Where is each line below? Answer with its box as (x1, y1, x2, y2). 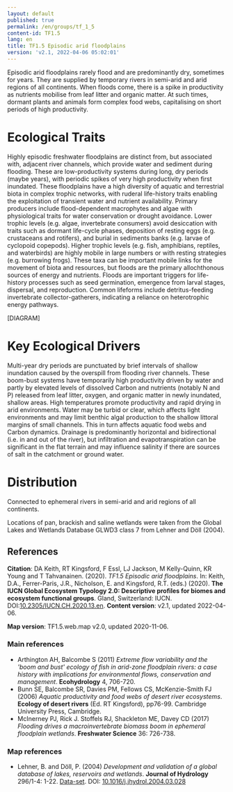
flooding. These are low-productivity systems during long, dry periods (7, 167, 209, 175)
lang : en (7, 36, 33, 43)
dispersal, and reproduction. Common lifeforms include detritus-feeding (7, 285, 214, 294)
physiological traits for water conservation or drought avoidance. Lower (7, 212, 212, 220)
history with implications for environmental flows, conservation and (17, 670, 211, 679)
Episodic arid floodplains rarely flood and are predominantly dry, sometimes (7, 68, 225, 77)
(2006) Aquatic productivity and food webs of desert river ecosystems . (17, 692, 223, 700)
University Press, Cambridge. (17, 707, 102, 715)
